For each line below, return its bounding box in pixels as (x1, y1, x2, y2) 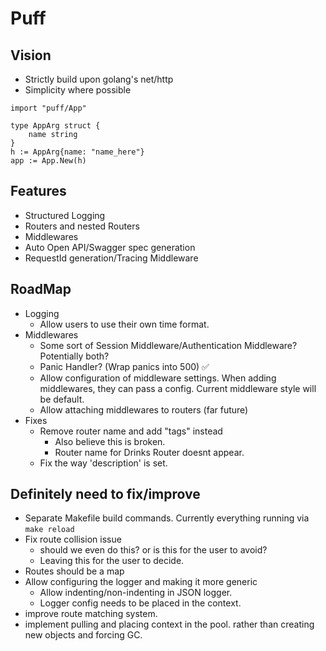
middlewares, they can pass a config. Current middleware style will (39, 382, 317, 394)
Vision (10, 47, 52, 64)
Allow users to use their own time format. (39, 318, 210, 330)
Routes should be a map (24, 565, 125, 577)
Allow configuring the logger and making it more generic (24, 576, 258, 588)
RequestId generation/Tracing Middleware (24, 252, 199, 264)
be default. (39, 393, 85, 405)
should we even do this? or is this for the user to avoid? (39, 544, 268, 556)
